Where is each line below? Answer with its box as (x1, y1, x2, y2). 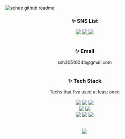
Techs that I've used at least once (49, 89, 120, 95)
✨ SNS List (71, 17, 98, 24)
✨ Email (75, 48, 95, 55)
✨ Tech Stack (68, 77, 102, 84)
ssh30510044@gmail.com (57, 59, 112, 65)
